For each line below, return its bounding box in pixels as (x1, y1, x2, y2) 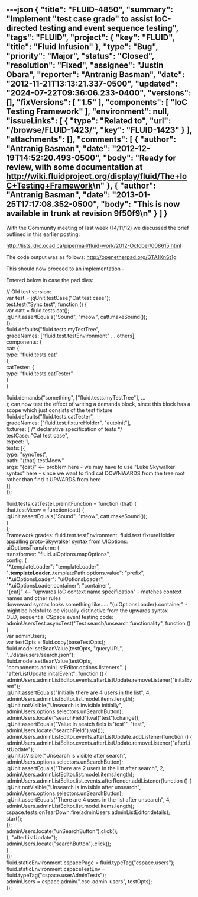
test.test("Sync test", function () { (6, 301, 87, 308)
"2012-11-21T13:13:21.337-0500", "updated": (6, 79, 178, 89)
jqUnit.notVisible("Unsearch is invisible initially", (6, 701, 123, 708)
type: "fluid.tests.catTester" (6, 370, 73, 377)
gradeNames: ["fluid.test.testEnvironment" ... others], (6, 332, 136, 339)
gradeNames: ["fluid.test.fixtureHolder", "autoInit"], (6, 419, 131, 426)
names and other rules (6, 594, 61, 601)
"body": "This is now (100, 199, 180, 209)
